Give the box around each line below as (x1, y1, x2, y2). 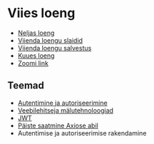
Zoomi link (17, 58, 48, 67)
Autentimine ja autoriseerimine (17, 98, 108, 107)
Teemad (7, 80, 44, 92)
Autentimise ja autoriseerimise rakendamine (17, 128, 147, 137)
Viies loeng (7, 5, 76, 21)
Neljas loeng (17, 29, 55, 37)
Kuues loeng (17, 51, 55, 60)
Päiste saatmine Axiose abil (17, 121, 98, 130)
